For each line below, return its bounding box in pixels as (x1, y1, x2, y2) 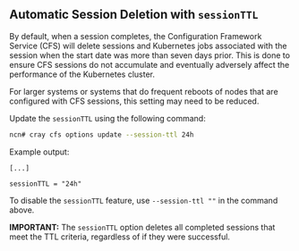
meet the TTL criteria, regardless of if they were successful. (9, 231, 231, 242)
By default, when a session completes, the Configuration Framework (9, 30, 262, 41)
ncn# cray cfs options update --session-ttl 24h (9, 130, 194, 139)
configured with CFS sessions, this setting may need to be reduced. (9, 96, 260, 106)
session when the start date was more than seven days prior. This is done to (9, 49, 291, 61)
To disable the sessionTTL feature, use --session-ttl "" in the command (9, 195, 278, 205)
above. (9, 205, 35, 215)
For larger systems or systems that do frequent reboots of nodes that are (9, 86, 279, 96)
